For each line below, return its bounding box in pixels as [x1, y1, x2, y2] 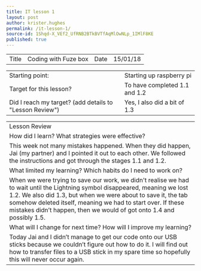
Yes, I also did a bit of [124, 98, 184, 106]
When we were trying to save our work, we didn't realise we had [9, 176, 190, 184]
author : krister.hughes [6, 20, 66, 26]
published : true [6, 36, 47, 42]
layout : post [6, 14, 39, 20]
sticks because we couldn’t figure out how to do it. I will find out [9, 240, 188, 248]
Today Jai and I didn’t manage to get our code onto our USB [9, 233, 178, 241]
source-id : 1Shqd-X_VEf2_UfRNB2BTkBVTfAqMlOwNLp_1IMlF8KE [6, 31, 154, 37]
